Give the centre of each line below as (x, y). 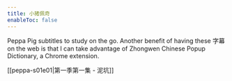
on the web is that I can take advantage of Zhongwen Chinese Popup (106, 48)
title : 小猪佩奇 (29, 13)
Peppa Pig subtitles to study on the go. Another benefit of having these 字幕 (116, 40)
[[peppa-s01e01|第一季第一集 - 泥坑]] (61, 70)
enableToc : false (32, 20)
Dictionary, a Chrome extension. (53, 55)
